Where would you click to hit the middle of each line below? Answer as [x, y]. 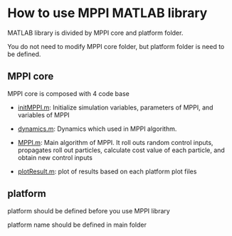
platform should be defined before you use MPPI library [89, 210]
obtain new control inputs [55, 157]
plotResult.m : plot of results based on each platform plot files [107, 171]
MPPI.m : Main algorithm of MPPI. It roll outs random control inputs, [115, 142]
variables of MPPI [43, 114]
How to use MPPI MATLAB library [107, 13]
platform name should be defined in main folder [77, 225]
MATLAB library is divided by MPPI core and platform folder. [95, 33]
